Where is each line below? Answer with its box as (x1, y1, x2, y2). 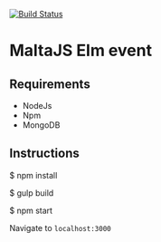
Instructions (9, 146, 80, 161)
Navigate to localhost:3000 (9, 222, 111, 233)
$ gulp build (9, 187, 54, 198)
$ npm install (9, 169, 58, 180)
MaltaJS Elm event (9, 41, 152, 61)
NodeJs (22, 101, 52, 111)
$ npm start (9, 205, 52, 216)
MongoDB (22, 120, 61, 131)
